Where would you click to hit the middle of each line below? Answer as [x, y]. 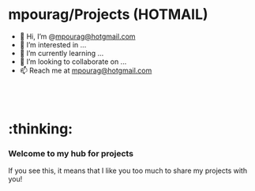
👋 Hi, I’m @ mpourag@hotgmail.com [77, 36]
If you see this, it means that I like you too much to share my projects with [127, 170]
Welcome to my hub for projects [71, 154]
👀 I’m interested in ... [53, 44]
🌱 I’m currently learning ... [62, 53]
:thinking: [41, 129]
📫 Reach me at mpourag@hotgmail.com [86, 70]
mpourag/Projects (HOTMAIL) [108, 15]
